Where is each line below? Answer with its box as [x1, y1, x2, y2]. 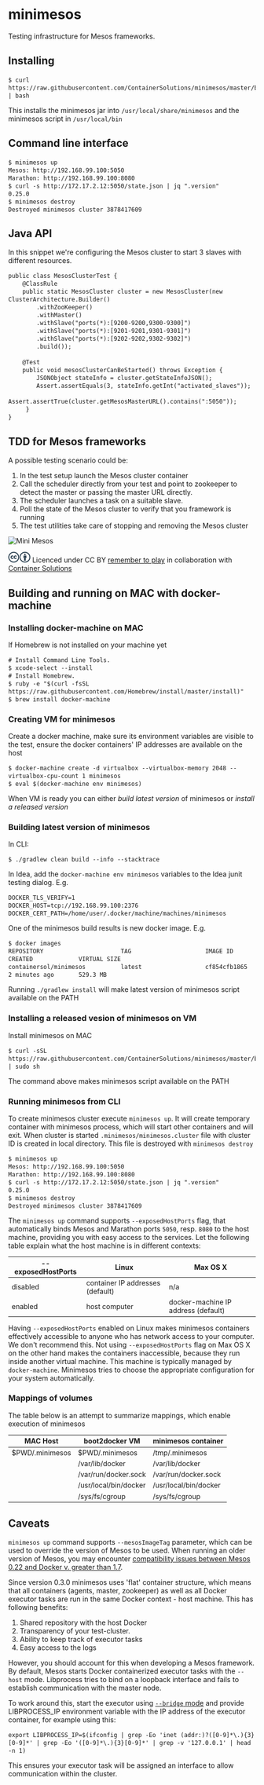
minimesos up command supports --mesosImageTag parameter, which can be [8, 1537, 253, 1546]
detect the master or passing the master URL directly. [19, 488, 193, 497]
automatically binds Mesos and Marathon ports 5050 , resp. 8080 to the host [8, 1224, 250, 1234]
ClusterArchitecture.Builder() [8, 296, 111, 304]
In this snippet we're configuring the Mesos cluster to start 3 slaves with [8, 247, 242, 257]
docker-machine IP [168, 1297, 232, 1307]
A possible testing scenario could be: [8, 455, 128, 465]
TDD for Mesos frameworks [8, 434, 147, 448]
